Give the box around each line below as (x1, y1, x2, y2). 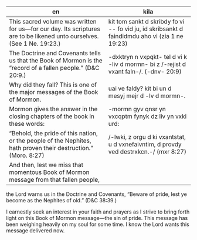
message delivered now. (6, 227, 65, 234)
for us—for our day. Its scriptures (9, 25, 101, 33)
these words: (9, 120, 45, 128)
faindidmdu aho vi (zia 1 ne (108, 32, 184, 40)
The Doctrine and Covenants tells (9, 49, 101, 57)
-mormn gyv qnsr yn (108, 105, 166, 113)
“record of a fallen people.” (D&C (9, 64, 100, 72)
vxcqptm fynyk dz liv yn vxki (108, 112, 187, 120)
